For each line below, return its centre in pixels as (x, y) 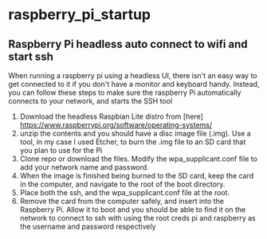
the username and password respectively (88, 226)
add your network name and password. (84, 167)
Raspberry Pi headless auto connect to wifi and (128, 44)
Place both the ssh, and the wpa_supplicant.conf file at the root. (124, 192)
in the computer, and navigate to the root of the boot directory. (122, 184)
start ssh (31, 56)
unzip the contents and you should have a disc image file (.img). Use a (135, 133)
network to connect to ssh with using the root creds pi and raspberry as (138, 218)
